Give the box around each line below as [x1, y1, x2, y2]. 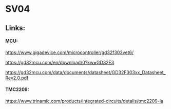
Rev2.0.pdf [5, 75, 29, 81]
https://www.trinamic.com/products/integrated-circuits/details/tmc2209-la [5, 98, 163, 104]
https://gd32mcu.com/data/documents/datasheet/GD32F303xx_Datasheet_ [5, 69, 166, 75]
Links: [5, 24, 26, 32]
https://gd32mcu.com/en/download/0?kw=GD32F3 [5, 59, 115, 65]
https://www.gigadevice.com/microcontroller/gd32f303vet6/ [5, 49, 134, 56]
